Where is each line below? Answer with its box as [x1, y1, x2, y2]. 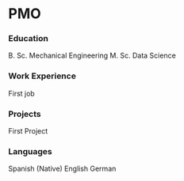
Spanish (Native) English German [8, 164, 117, 174]
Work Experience [8, 70, 77, 81]
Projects [8, 108, 41, 119]
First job [8, 89, 36, 98]
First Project [8, 126, 48, 136]
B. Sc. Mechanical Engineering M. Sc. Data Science [8, 51, 176, 60]
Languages [8, 146, 53, 156]
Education [8, 33, 49, 44]
